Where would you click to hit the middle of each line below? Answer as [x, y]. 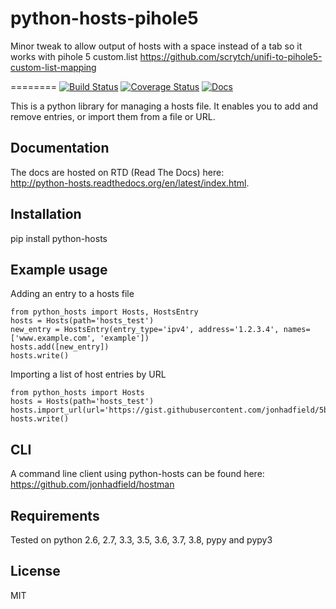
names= [297, 330]
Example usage [59, 269]
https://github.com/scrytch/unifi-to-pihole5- [231, 56]
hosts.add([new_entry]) [60, 347]
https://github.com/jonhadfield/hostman [92, 484]
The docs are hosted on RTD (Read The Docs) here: [117, 172]
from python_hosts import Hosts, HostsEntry [104, 312]
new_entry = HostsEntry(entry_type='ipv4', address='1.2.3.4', [145, 330]
